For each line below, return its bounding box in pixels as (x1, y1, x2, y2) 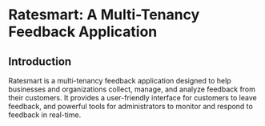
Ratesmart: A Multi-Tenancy (8, 6, 200, 24)
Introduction (8, 55, 72, 68)
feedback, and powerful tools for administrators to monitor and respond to (8, 102, 254, 111)
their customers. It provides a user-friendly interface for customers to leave (8, 93, 258, 102)
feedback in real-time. (8, 110, 82, 120)
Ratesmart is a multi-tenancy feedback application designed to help (8, 76, 231, 85)
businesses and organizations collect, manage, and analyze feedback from (8, 84, 256, 94)
